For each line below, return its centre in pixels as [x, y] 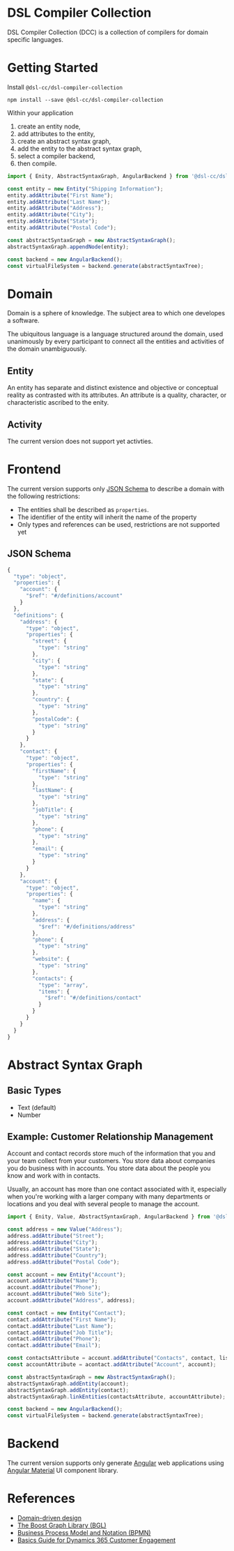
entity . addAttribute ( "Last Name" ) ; [59, 202]
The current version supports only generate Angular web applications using [116, 1463]
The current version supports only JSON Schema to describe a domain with [116, 488]
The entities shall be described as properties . [83, 509]
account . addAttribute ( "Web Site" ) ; [59, 1294]
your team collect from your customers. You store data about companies [111, 1161]
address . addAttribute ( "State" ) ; [54, 1249]
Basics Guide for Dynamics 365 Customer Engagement [96, 1540]
